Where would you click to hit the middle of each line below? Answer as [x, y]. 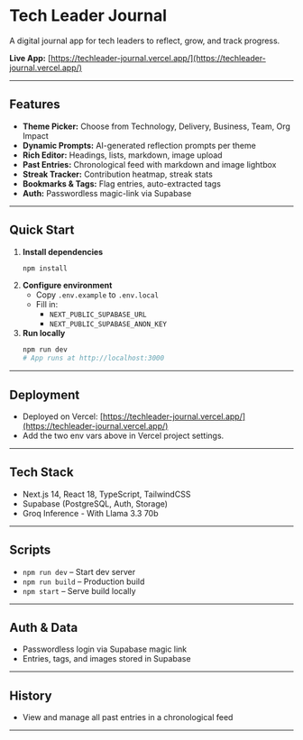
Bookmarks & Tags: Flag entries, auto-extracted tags [121, 183]
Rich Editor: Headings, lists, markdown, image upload [122, 155]
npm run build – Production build [83, 581]
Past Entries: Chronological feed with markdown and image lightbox [149, 164]
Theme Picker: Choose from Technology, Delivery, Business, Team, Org [156, 126]
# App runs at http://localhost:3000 [93, 358]
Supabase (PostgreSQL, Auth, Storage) [95, 503]
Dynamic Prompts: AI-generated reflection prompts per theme [139, 145]
